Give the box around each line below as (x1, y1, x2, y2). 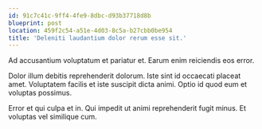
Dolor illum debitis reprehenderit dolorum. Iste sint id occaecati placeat (8, 71, 241, 80)
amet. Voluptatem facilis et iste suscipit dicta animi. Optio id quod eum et (8, 80, 248, 89)
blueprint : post (8, 19, 62, 27)
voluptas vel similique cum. (8, 112, 97, 122)
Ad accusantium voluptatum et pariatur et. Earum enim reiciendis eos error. (8, 56, 255, 65)
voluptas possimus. (8, 88, 72, 98)
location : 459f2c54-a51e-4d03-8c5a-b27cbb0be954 (8, 26, 173, 34)
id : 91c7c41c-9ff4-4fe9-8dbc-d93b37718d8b (8, 11, 151, 20)
